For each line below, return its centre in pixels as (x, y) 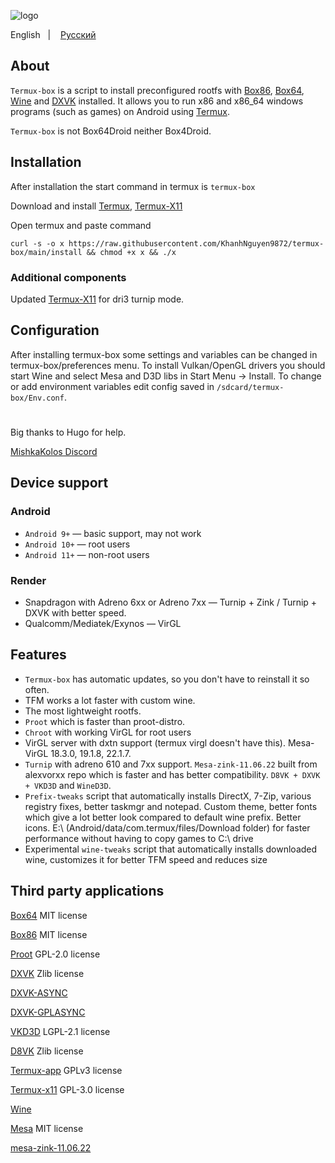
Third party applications (87, 891)
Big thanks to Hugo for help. (68, 432)
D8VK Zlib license (47, 1051)
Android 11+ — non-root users (87, 554)
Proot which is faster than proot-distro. (105, 721)
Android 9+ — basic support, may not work (113, 533)
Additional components (68, 277)
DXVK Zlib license (47, 973)
